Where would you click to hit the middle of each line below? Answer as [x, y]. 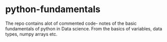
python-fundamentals [53, 9]
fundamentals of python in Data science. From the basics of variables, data [84, 28]
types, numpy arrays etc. [31, 34]
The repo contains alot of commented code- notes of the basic [71, 23]
